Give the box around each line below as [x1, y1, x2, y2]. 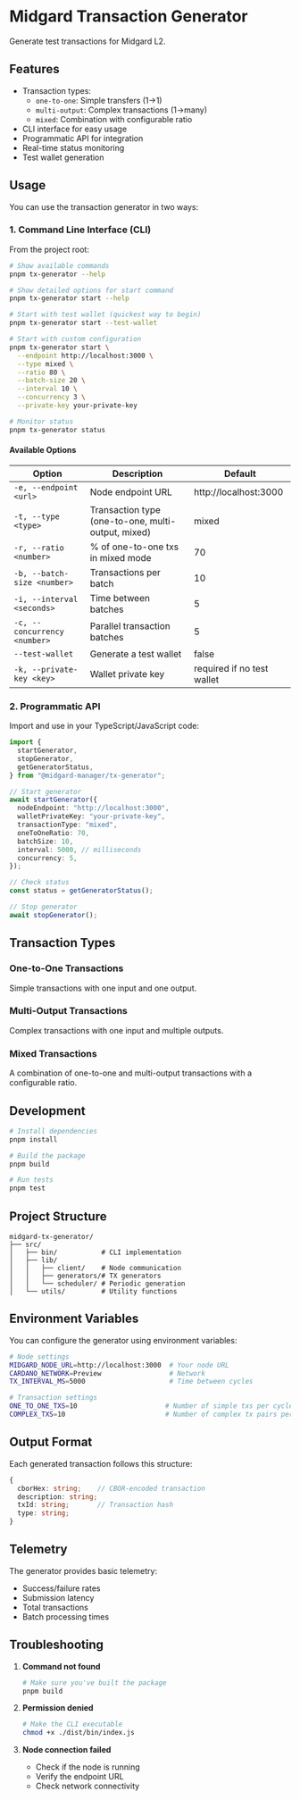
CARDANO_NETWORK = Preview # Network [9, 1369, 205, 1377]
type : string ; [17, 1509, 70, 1518]
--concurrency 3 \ [17, 393, 87, 402]
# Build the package [9, 1151, 87, 1160]
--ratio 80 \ [17, 368, 66, 377]
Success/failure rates [21, 1583, 101, 1594]
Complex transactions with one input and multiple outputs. [9, 1025, 224, 1035]
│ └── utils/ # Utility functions [9, 1287, 178, 1296]
